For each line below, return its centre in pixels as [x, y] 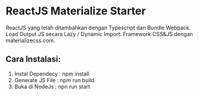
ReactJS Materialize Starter [76, 11]
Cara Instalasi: [33, 59]
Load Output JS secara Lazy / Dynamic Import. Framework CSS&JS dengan [99, 34]
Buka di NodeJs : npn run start [52, 86]
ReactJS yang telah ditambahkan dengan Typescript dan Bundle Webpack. [98, 28]
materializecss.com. [30, 40]
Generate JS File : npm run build [54, 80]
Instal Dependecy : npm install [52, 74]
